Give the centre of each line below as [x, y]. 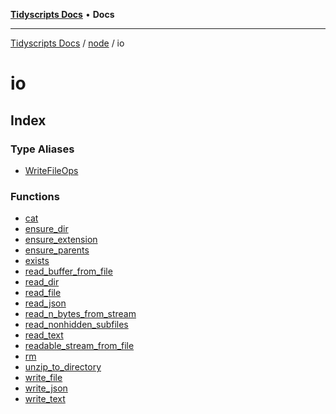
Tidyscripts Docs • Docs [62, 14]
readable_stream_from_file [79, 346]
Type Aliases [42, 149]
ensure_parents [57, 250]
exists [37, 261]
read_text [44, 335]
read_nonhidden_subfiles [76, 325]
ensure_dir [46, 229]
